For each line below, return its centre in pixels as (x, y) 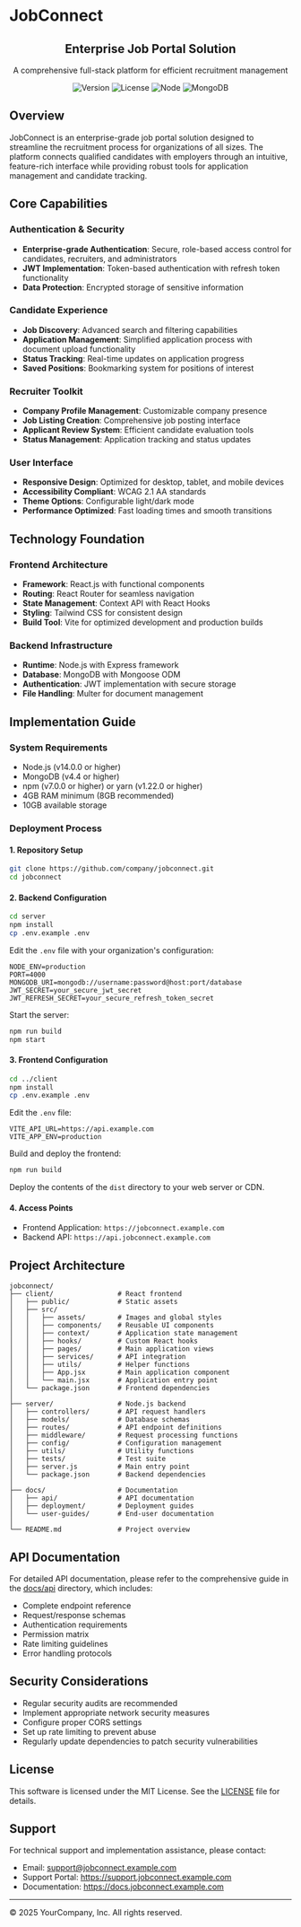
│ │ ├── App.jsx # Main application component (120, 1373)
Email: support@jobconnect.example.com (99, 1868)
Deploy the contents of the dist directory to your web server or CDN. (137, 1187)
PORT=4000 (28, 975)
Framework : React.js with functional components (113, 584)
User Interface (41, 463)
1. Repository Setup (46, 850)
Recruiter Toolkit (46, 391)
